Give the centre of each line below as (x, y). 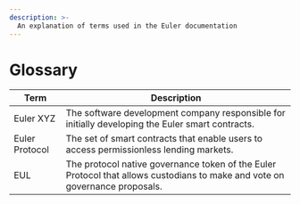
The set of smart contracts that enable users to (164, 139)
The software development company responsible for (175, 113)
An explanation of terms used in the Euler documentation (128, 26)
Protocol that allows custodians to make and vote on (175, 175)
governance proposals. (114, 186)
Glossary (44, 70)
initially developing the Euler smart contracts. (160, 124)
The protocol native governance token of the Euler (171, 164)
